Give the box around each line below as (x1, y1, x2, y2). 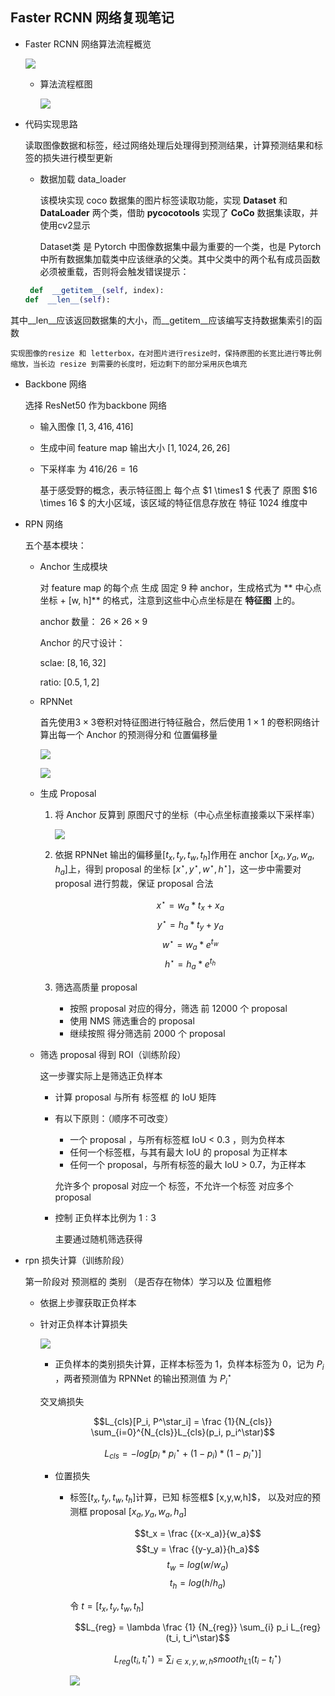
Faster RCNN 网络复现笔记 (10, 9, 175, 27)
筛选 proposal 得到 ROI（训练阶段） (39, 1048, 187, 1060)
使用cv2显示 (39, 219, 91, 231)
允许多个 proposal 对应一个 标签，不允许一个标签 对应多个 (54, 1179, 294, 1192)
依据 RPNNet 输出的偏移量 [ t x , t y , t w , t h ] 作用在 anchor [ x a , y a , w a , (54, 848, 315, 863)
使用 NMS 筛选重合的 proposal (69, 1014, 195, 1027)
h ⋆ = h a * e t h (164, 956, 217, 972)
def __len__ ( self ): (24, 294, 111, 305)
